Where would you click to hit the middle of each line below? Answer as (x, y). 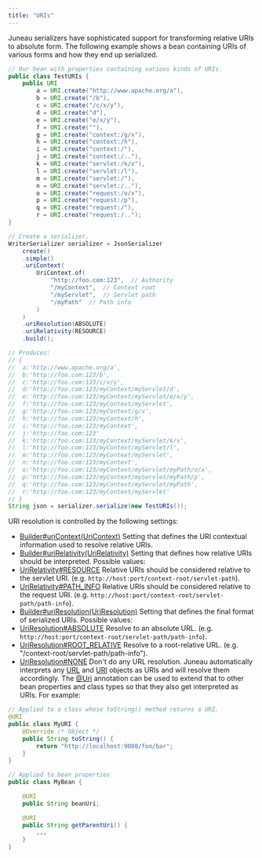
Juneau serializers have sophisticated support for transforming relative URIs (131, 38)
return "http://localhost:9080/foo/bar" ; (105, 746)
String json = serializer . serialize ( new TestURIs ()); (98, 506)
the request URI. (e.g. (54, 595)
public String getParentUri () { (75, 825)
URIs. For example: (50, 695)
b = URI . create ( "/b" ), (73, 98)
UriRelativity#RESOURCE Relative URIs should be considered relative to (135, 570)
